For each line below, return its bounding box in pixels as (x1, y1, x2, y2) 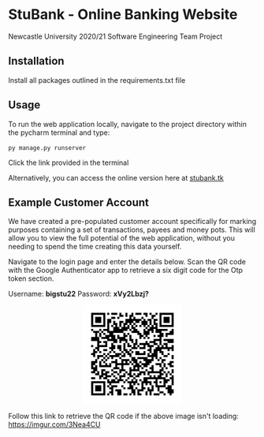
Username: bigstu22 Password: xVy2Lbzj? (8, 289, 150, 299)
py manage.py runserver (8, 144, 87, 151)
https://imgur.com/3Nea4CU (8, 420, 101, 429)
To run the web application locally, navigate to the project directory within (8, 119, 247, 129)
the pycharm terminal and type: (8, 128, 110, 137)
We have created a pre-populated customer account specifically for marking (8, 217, 257, 226)
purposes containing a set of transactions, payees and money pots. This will (8, 225, 256, 234)
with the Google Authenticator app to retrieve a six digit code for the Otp (8, 266, 243, 275)
